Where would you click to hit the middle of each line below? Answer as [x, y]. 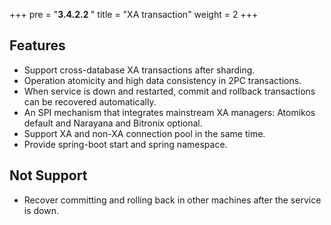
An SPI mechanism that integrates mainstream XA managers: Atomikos [169, 112]
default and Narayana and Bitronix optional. [113, 123]
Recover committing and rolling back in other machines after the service [172, 200]
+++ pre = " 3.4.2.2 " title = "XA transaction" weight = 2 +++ [134, 14]
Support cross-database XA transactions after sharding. [139, 70]
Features [37, 45]
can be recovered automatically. [90, 101]
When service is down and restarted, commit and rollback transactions [169, 91]
